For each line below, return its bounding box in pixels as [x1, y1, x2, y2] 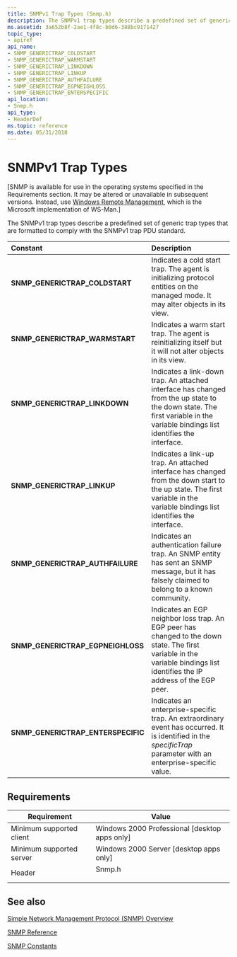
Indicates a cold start [151, 256, 221, 265]
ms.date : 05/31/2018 [7, 129, 68, 136]
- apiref [7, 37, 33, 44]
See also [7, 895, 46, 907]
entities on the [151, 282, 199, 292]
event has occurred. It [151, 723, 224, 733]
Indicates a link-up [151, 449, 214, 459]
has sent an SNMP [151, 558, 213, 568]
